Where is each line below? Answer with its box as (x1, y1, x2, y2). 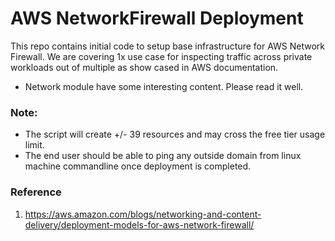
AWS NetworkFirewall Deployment (10, 7, 304, 30)
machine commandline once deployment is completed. (24, 160, 252, 172)
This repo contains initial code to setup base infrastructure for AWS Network (10, 40, 326, 52)
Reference (10, 185, 62, 199)
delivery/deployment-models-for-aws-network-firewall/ (24, 218, 255, 231)
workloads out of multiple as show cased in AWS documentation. (10, 61, 279, 73)
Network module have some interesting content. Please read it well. (24, 80, 304, 92)
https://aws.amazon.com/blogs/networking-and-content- (24, 208, 262, 220)
